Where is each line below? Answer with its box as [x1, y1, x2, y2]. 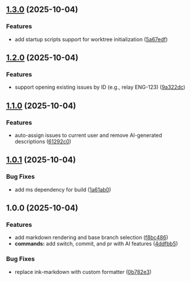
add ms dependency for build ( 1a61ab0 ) [14, 186, 111, 193]
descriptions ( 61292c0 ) [14, 138, 72, 145]
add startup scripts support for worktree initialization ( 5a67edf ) [14, 35, 168, 43]
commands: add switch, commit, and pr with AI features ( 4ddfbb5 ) [14, 240, 178, 247]
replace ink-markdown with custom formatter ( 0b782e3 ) [14, 268, 152, 275]
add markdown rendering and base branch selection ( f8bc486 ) [14, 234, 169, 241]
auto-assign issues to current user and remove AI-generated [14, 132, 162, 139]
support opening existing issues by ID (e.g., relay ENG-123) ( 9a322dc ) [14, 83, 186, 91]
